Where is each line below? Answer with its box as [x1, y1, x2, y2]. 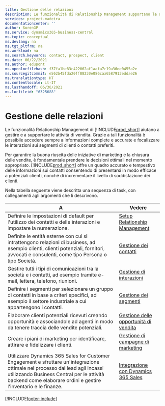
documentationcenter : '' [5, 21, 56, 26]
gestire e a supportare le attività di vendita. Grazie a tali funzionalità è [5, 132, 146, 138]
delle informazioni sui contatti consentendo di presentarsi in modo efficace [5, 167, 157, 173]
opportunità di [118, 318, 152, 325]
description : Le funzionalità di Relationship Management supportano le [5, 12, 157, 17]
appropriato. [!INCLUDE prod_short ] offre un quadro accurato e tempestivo [5, 162, 156, 168]
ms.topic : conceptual [5, 35, 50, 40]
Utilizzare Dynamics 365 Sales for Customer [7, 352, 110, 359]
